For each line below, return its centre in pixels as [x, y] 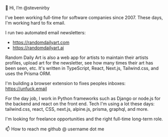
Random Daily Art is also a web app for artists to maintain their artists [77, 57]
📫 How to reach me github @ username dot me [55, 129]
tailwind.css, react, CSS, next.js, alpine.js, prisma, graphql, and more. [77, 109]
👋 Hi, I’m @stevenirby [27, 8]
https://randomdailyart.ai [38, 48]
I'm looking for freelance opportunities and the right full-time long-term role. [84, 119]
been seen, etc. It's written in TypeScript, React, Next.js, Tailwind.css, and [82, 68]
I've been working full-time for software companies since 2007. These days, [84, 17]
